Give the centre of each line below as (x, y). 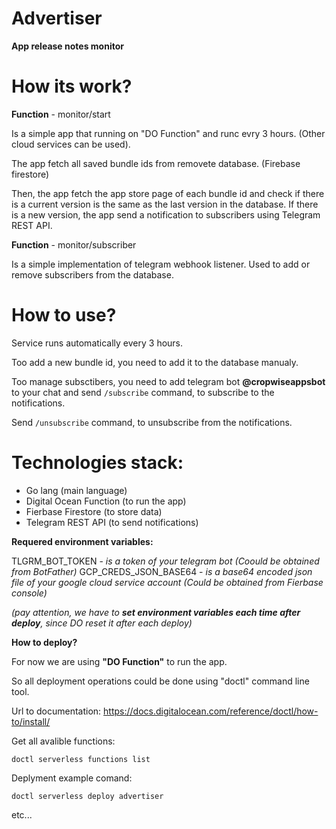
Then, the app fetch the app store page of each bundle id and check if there (168, 193)
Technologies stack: (97, 463)
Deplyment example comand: (72, 778)
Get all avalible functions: (63, 741)
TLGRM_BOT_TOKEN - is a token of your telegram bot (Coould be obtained (165, 561)
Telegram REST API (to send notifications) (112, 522)
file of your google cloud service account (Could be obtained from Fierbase (167, 582)
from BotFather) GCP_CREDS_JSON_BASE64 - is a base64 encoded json (162, 571)
